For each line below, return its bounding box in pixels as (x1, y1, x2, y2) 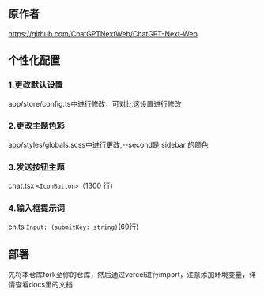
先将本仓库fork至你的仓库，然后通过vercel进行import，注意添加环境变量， (8, 270, 250, 279)
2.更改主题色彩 (8, 121, 65, 132)
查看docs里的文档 (14, 279, 74, 290)
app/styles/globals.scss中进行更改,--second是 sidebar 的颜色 (8, 140, 209, 149)
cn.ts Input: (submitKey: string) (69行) (8, 222, 139, 231)
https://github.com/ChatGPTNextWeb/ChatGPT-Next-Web (8, 28, 198, 38)
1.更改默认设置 (8, 80, 63, 91)
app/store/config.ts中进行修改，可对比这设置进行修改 (8, 99, 182, 108)
